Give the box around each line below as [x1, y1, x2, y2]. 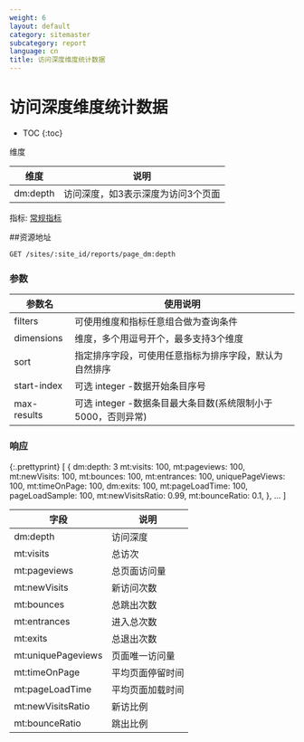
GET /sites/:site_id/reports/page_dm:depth [9, 250, 176, 259]
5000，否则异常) [74, 411, 147, 423]
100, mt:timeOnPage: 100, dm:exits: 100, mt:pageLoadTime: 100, [9, 480, 249, 491]
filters [14, 315, 39, 328]
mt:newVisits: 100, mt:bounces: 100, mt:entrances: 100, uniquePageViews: [9, 471, 286, 481]
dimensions [14, 332, 63, 345]
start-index [14, 379, 63, 392]
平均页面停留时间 [111, 666, 185, 679]
